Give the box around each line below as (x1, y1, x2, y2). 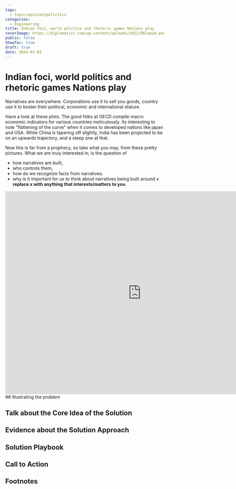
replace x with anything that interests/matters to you (12, 181, 126, 187)
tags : (5, 7, 17, 13)
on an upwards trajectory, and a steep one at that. (5, 135, 109, 141)
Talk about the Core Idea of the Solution (5, 408, 133, 417)
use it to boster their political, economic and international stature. (5, 104, 141, 110)
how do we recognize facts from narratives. (12, 171, 103, 177)
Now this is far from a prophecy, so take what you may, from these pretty (5, 145, 157, 151)
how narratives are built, (12, 160, 63, 166)
